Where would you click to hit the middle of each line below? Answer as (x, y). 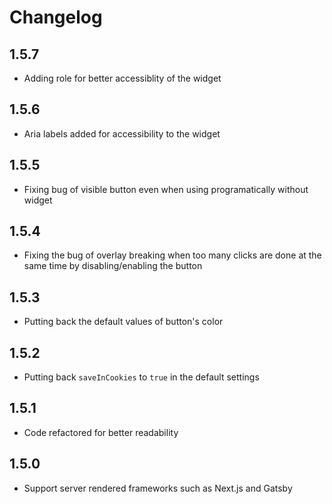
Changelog (56, 17)
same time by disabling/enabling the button (113, 266)
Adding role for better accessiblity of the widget (122, 78)
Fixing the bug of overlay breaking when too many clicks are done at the (172, 255)
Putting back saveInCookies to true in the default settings (141, 377)
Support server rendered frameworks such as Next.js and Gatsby (158, 488)
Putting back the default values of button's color (123, 322)
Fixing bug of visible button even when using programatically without (166, 189)
